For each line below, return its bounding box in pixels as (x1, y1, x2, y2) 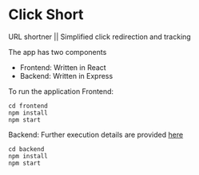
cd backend (8, 145, 45, 153)
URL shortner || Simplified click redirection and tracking (8, 32, 192, 41)
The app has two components (8, 47, 107, 56)
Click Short (8, 6, 84, 24)
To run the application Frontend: (8, 86, 114, 96)
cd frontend (8, 102, 48, 110)
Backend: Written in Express (19, 71, 113, 80)
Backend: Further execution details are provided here (8, 130, 184, 139)
